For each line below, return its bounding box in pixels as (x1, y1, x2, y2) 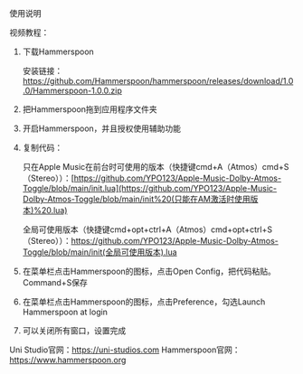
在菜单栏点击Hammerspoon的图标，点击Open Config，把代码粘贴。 (22, 266, 276, 276)
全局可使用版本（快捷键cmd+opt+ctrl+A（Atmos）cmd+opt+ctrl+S (22, 224, 273, 235)
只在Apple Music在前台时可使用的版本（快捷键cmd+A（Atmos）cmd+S (22, 162, 289, 172)
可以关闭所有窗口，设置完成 (22, 325, 127, 336)
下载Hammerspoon (22, 46, 95, 57)
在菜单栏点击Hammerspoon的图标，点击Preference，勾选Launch (22, 296, 266, 307)
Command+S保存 (22, 277, 88, 287)
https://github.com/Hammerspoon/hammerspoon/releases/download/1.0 (22, 76, 294, 86)
